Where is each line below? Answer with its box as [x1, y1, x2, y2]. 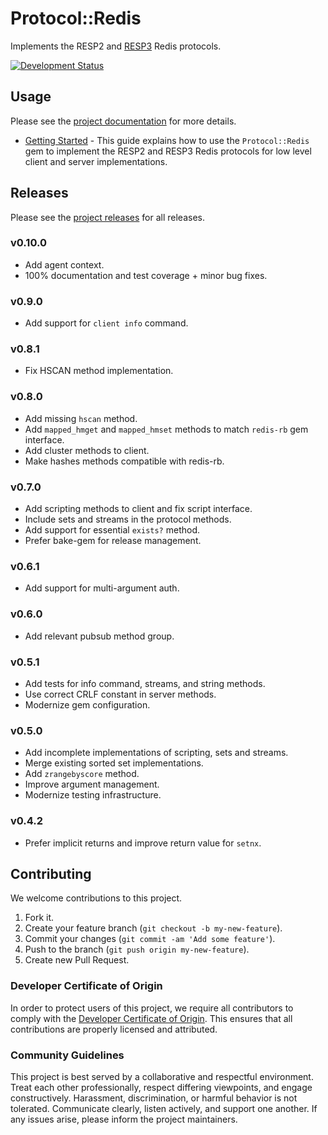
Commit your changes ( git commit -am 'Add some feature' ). [24, 933, 276, 945]
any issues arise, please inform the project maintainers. [10, 1113, 238, 1125]
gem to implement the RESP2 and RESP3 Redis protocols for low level [24, 145, 312, 157]
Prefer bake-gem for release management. [24, 535, 202, 547]
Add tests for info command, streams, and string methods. [24, 677, 266, 689]
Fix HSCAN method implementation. [24, 365, 174, 377]
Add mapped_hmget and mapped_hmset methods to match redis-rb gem [24, 423, 309, 435]
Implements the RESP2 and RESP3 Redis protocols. [10, 40, 222, 52]
